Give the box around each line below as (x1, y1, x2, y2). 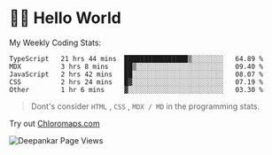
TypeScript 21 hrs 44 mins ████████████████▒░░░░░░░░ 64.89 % (9, 54, 264, 63)
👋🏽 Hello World (9, 8, 121, 28)
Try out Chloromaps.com (9, 118, 100, 128)
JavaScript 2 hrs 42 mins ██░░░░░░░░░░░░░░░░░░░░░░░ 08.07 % (9, 70, 264, 79)
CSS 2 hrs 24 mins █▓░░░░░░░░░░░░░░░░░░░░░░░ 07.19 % (9, 77, 264, 87)
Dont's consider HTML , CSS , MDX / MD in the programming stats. (30, 101, 260, 112)
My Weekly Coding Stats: (9, 37, 102, 48)
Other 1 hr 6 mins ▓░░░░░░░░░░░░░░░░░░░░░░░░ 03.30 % (9, 85, 264, 94)
